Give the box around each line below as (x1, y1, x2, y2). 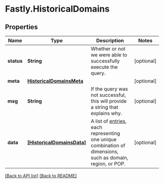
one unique (90, 136, 117, 143)
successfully (90, 57, 120, 64)
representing (90, 130, 121, 137)
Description (96, 37, 124, 44)
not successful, (90, 91, 126, 98)
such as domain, (90, 154, 128, 161)
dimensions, (90, 148, 119, 155)
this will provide (90, 98, 127, 104)
